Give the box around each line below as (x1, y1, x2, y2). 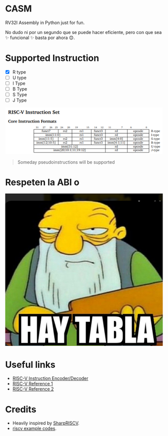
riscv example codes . (12, 425, 56, 431)
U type (12, 75, 26, 81)
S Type (12, 92, 27, 98)
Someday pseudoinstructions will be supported (17, 159, 115, 165)
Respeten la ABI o (5, 176, 80, 188)
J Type (12, 97, 27, 103)
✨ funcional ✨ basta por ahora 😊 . (5, 35, 75, 41)
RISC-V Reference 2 (12, 386, 54, 392)
